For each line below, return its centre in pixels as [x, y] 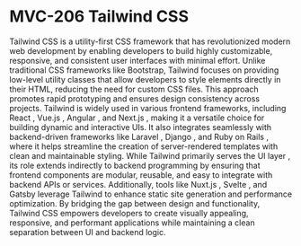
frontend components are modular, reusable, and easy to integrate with [141, 175]
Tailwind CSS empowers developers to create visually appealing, [129, 213]
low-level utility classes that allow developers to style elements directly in [145, 79]
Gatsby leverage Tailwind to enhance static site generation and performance [151, 194]
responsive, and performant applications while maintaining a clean [132, 223]
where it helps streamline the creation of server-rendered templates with [144, 146]
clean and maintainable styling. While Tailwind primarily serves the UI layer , [150, 155]
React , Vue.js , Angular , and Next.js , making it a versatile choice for [137, 118]
